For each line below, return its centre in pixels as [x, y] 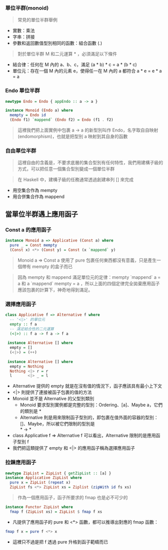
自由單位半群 [21, 151]
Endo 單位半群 [23, 91]
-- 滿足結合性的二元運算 [32, 329]
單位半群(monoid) [27, 8]
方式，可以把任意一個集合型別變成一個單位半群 [66, 169]
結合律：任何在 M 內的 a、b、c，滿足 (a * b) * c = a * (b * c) [75, 65]
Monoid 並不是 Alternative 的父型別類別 [53, 399]
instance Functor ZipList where [39, 507]
